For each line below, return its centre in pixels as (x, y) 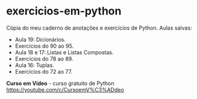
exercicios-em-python (64, 11)
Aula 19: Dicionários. (40, 39)
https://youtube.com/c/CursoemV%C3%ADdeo (65, 89)
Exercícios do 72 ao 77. (44, 71)
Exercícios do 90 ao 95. (44, 46)
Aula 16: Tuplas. (34, 65)
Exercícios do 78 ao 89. (44, 59)
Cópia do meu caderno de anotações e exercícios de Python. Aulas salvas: (99, 28)
